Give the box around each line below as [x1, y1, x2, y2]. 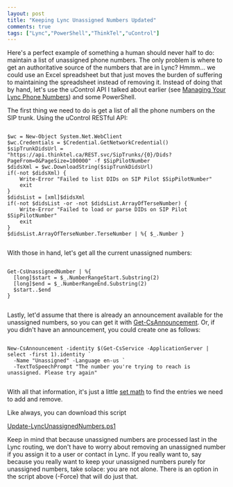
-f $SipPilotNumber [94, 158, 150, 165]
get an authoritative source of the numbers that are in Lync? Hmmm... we [7, 63, 216, 72]
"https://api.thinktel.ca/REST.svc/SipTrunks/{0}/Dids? [7, 151, 172, 158]
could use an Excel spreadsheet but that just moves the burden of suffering [7, 71, 223, 79]
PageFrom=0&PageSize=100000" [7, 158, 92, 165]
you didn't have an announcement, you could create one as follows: [7, 326, 201, 334]
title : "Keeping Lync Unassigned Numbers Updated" [7, 17, 157, 24]
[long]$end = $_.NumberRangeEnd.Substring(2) [13, 281, 148, 288]
